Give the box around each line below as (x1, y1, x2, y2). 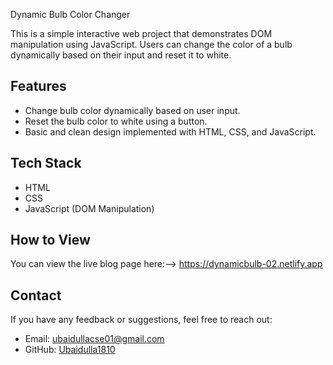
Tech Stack (10, 155, 82, 172)
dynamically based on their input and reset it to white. (10, 49, 232, 61)
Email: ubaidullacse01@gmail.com (24, 333, 165, 345)
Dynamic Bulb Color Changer (10, 9, 131, 20)
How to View (10, 232, 91, 249)
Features (10, 78, 67, 95)
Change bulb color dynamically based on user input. (24, 104, 241, 116)
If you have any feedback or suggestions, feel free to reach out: (10, 314, 273, 326)
